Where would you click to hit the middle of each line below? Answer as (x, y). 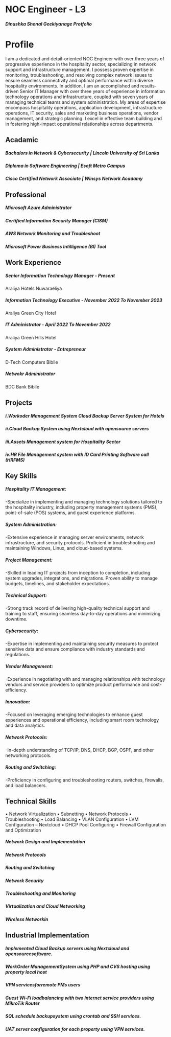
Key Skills (21, 476)
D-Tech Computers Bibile (32, 362)
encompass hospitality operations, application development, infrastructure (84, 107)
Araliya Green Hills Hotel (31, 337)
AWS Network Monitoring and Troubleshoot (53, 234)
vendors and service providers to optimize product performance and (77, 685)
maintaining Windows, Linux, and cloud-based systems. (64, 548)
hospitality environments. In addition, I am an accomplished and (72, 86)
